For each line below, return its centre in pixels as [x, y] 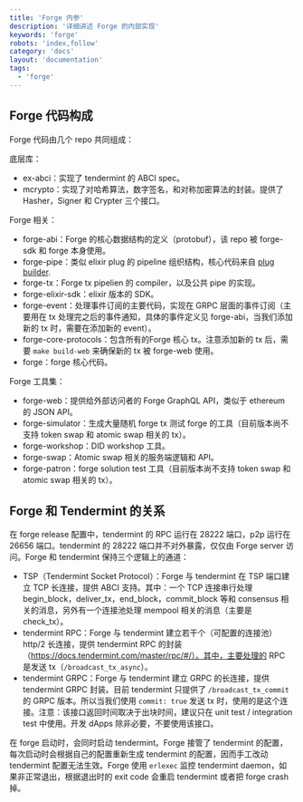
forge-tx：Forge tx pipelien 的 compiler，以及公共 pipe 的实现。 [141, 283]
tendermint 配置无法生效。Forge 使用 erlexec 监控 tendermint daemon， [144, 766]
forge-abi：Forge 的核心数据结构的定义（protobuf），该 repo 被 [140, 239]
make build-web [62, 351]
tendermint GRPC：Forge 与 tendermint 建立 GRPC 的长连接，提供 [146, 678]
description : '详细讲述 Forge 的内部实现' [85, 26]
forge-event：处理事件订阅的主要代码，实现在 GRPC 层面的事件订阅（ [153, 305]
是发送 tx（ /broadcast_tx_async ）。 [87, 667]
